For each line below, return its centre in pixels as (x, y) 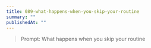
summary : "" (21, 17)
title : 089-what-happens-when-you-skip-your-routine (73, 11)
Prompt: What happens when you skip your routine (83, 39)
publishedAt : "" (26, 22)
